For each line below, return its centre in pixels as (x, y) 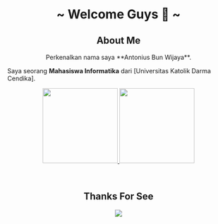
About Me (119, 41)
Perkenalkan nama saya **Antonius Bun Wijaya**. (119, 57)
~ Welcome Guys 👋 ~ (119, 14)
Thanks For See (119, 197)
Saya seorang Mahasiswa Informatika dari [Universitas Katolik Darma (109, 71)
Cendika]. (22, 78)
